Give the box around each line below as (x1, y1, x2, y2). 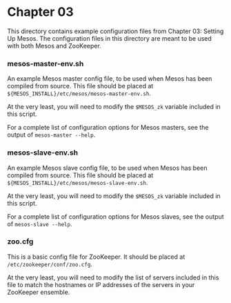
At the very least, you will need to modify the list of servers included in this (7, 273, 219, 282)
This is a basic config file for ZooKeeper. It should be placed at (7, 253, 185, 261)
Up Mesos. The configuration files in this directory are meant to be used (7, 34, 212, 42)
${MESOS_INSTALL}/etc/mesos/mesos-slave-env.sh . (7, 178, 148, 186)
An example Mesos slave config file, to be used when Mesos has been (7, 164, 208, 172)
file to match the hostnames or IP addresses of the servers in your (7, 280, 195, 289)
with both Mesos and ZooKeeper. (7, 41, 101, 50)
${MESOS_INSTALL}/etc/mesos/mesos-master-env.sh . (7, 89, 152, 97)
